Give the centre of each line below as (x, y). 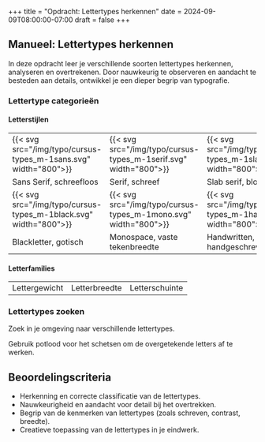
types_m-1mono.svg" (150, 214)
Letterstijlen (28, 120)
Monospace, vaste (144, 237)
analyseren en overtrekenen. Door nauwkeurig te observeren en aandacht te (132, 72)
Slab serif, (225, 182)
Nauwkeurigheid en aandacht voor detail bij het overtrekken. (118, 405)
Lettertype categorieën (54, 100)
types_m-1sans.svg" (51, 159)
